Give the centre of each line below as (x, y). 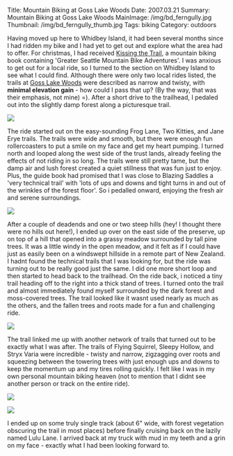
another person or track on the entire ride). (69, 384)
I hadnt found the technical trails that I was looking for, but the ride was (109, 261)
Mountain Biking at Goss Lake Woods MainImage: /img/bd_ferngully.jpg (110, 17)
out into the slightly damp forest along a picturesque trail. (89, 105)
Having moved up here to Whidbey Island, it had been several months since (115, 38)
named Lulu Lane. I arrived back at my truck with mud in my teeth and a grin (116, 438)
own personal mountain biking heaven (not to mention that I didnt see (107, 376)
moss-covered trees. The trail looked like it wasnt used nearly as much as (113, 298)
